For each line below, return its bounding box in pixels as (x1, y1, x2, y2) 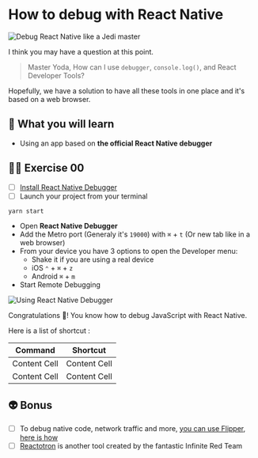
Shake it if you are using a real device (31, 255, 154, 264)
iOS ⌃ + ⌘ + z (31, 263, 74, 272)
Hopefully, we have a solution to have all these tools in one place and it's (8, 85, 245, 96)
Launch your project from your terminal (19, 191, 148, 201)
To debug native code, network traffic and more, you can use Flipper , (19, 423, 246, 433)
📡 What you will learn (8, 117, 115, 131)
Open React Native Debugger (19, 221, 119, 230)
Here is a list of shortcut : (8, 326, 91, 335)
